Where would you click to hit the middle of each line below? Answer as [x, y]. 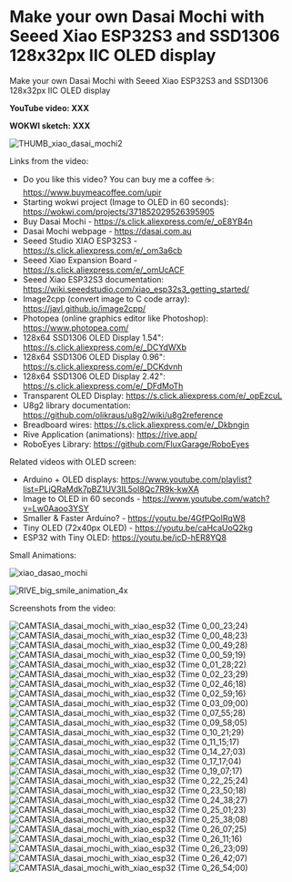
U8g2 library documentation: [76, 405]
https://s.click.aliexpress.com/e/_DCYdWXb [104, 347]
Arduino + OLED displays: [70, 479]
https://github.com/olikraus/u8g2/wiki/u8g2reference [123, 415]
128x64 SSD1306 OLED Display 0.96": [94, 356]
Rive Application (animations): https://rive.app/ [110, 434]
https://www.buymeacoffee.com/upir [92, 192]
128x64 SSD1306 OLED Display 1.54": [93, 337]
